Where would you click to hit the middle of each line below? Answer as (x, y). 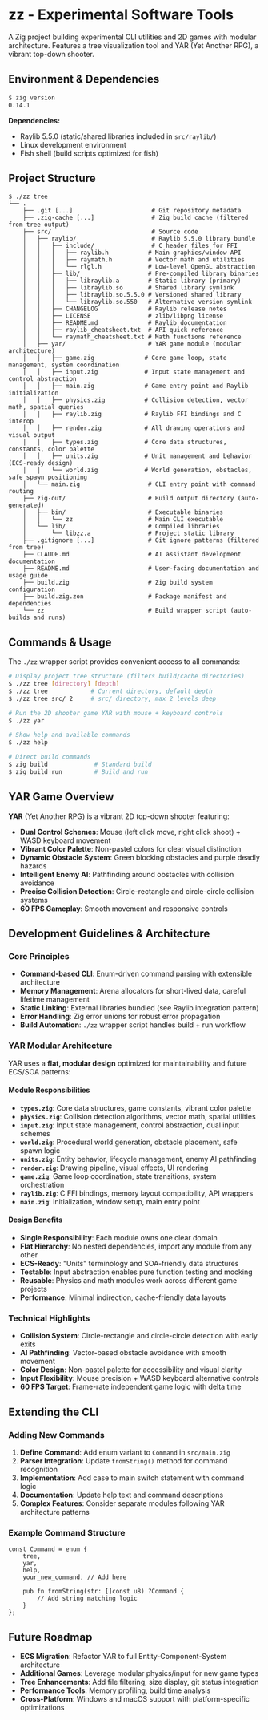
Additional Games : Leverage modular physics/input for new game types (139, 1673)
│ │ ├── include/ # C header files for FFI (130, 246)
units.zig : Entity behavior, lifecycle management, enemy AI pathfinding (138, 1159)
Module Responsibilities (49, 1090)
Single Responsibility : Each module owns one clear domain (118, 1237)
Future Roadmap (50, 1637)
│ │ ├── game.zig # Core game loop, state (125, 358)
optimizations (42, 1708)
